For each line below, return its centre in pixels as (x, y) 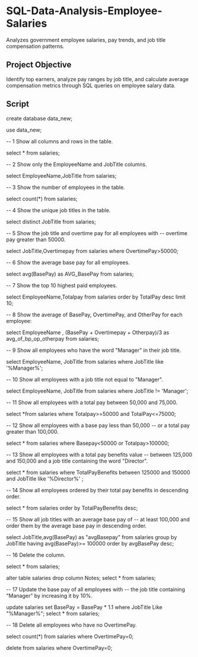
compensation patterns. (35, 46)
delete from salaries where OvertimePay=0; (59, 648)
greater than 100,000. (33, 431)
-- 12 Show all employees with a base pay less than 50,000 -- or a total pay (98, 425)
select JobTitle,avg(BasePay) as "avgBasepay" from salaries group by (92, 537)
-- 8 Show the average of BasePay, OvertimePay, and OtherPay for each (94, 315)
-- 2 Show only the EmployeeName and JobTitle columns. (76, 164)
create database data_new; (39, 118)
